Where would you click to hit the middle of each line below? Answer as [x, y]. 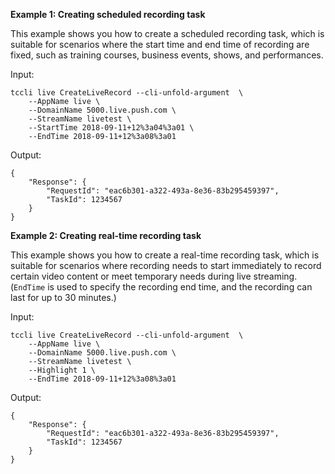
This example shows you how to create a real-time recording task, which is [165, 255]
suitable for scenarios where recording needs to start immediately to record [166, 265]
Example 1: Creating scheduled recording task [108, 14]
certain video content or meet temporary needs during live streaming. [154, 276]
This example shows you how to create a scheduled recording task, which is [167, 33]
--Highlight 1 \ [62, 370]
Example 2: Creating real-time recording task [106, 235]
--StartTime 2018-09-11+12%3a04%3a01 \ [111, 128]
